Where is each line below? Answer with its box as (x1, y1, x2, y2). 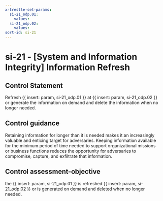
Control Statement (5, 81, 63, 90)
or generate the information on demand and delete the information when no (5, 100, 159, 105)
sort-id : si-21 (5, 30, 36, 35)
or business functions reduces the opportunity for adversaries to (5, 148, 136, 154)
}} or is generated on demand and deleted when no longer (27, 186, 145, 192)
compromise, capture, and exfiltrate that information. (5, 153, 112, 159)
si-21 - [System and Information (5, 51, 137, 63)
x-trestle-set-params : (5, 7, 52, 12)
